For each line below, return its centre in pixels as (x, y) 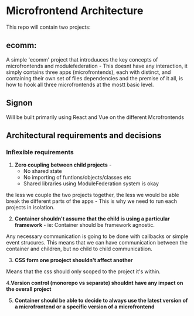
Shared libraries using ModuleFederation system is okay (91, 184)
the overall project (29, 289)
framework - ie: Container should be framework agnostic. (85, 225)
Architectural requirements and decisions (84, 135)
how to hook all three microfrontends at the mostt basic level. (80, 84)
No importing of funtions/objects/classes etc (77, 178)
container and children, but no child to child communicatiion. (79, 249)
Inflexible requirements (40, 152)
